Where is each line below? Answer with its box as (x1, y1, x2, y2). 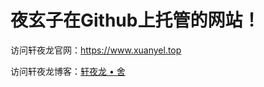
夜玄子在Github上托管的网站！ (10, 9, 261, 32)
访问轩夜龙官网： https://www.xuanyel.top (10, 44, 182, 56)
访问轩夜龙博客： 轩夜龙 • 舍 (10, 65, 126, 77)
